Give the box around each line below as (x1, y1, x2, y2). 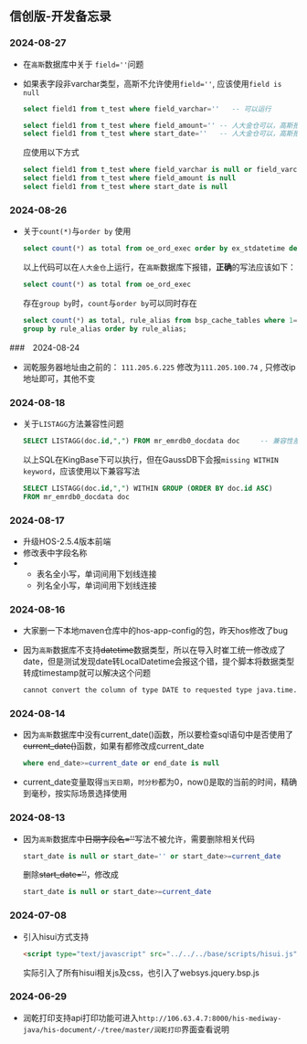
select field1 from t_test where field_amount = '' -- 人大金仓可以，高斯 (22, 121, 293, 130)
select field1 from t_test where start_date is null (22, 182, 228, 192)
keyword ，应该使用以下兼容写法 (22, 465, 140, 476)
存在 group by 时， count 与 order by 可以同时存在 (22, 297, 198, 308)
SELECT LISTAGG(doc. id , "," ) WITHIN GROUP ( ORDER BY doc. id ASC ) (22, 484, 273, 493)
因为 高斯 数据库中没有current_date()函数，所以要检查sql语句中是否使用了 (22, 730, 294, 740)
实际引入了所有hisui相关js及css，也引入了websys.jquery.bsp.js (22, 967, 260, 978)
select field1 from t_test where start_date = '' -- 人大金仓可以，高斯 (22, 129, 293, 139)
